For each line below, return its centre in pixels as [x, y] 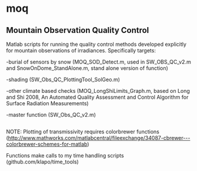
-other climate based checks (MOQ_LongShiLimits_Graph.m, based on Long [98, 91]
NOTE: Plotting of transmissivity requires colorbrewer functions [83, 132]
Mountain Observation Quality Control [78, 30]
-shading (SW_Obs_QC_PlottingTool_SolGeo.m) [63, 79]
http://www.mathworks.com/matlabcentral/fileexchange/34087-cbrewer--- [99, 138]
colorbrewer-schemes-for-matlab [47, 144]
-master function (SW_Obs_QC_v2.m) [51, 115]
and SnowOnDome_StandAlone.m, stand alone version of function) [87, 68]
